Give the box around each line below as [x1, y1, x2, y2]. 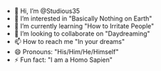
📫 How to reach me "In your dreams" [14, 38, 125, 45]
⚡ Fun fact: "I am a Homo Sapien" [14, 55, 113, 64]
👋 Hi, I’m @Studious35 [14, 7, 80, 15]
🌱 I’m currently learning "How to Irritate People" [14, 22, 155, 30]
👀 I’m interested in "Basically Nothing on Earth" [14, 14, 152, 23]
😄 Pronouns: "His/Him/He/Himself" [14, 48, 119, 56]
